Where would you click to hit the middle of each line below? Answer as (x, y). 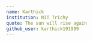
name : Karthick (25, 12)
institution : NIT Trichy (37, 17)
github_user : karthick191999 (43, 29)
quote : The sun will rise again (46, 23)
